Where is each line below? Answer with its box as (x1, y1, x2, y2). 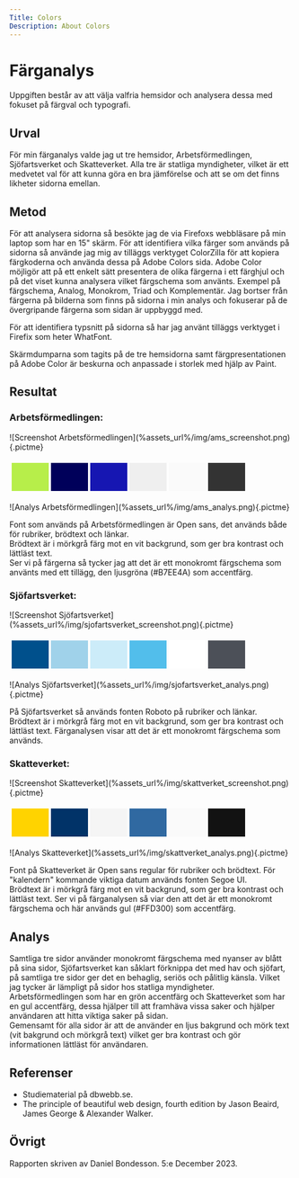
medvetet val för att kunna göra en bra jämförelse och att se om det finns (9, 168, 280, 180)
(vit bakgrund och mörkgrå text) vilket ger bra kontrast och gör (9, 1030, 242, 1040)
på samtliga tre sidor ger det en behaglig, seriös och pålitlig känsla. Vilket (9, 972, 280, 983)
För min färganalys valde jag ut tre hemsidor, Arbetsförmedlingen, (9, 149, 253, 160)
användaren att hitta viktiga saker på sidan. (9, 1011, 169, 1022)
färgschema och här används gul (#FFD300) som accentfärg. (9, 903, 236, 914)
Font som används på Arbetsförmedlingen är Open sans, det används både (9, 519, 287, 530)
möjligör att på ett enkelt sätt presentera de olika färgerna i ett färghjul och (9, 266, 285, 277)
